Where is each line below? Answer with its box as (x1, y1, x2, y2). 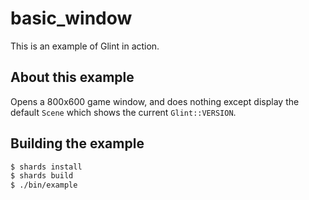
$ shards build (10, 171, 74, 181)
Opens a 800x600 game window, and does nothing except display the (10, 95, 300, 107)
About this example (10, 69, 135, 86)
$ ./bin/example (10, 180, 78, 191)
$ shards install (10, 162, 83, 172)
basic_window (10, 7, 133, 30)
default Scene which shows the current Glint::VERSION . (10, 106, 237, 118)
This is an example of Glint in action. (10, 40, 160, 52)
